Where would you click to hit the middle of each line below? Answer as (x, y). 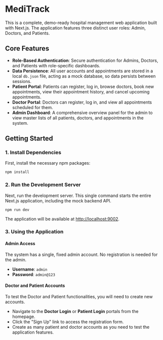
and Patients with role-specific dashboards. (56, 65)
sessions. (22, 81)
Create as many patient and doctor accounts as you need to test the (81, 327)
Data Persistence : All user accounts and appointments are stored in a (82, 71)
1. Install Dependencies (33, 152)
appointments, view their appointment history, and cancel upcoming (81, 91)
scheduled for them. (33, 107)
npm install (17, 172)
